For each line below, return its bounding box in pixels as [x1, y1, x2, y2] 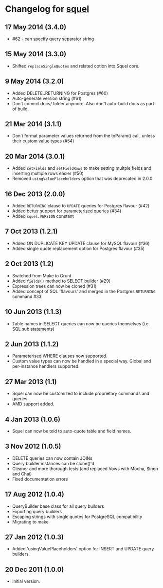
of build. [12, 106, 29, 112]
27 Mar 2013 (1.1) [5, 378, 57, 386]
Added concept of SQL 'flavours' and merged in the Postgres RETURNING [12, 288, 156, 294]
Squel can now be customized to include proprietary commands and [12, 390, 149, 397]
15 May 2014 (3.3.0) [5, 50, 67, 58]
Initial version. [12, 578, 40, 584]
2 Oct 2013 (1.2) [5, 260, 54, 268]
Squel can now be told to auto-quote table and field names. [12, 428, 131, 434]
